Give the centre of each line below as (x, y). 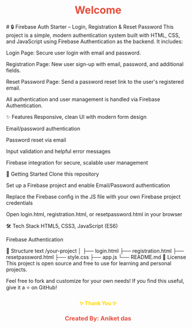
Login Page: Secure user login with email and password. (74, 53)
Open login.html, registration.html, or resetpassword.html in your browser (94, 214)
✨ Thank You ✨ (98, 303)
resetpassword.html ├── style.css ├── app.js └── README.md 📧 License (96, 257)
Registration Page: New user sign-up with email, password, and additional (95, 64)
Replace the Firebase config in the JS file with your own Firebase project (93, 196)
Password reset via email (36, 140)
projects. (17, 269)
